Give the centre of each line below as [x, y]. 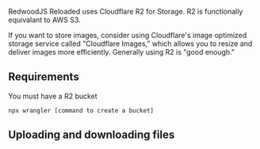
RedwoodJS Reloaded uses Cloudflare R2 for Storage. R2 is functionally [126, 11]
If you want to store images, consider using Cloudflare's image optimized [128, 35]
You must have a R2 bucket [53, 96]
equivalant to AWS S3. [44, 20]
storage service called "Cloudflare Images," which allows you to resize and [130, 44]
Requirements [44, 77]
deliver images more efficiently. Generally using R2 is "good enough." [122, 52]
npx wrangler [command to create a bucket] [81, 110]
